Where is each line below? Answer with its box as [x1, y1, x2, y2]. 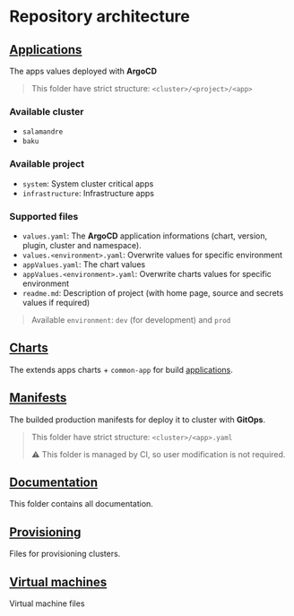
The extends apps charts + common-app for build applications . [9, 364, 233, 375]
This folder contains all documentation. [9, 499, 154, 509]
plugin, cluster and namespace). [22, 239, 142, 250]
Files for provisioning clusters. [9, 549, 121, 560]
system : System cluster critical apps [22, 178, 154, 189]
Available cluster [9, 105, 84, 117]
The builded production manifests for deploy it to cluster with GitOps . [9, 414, 266, 425]
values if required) [22, 297, 91, 308]
